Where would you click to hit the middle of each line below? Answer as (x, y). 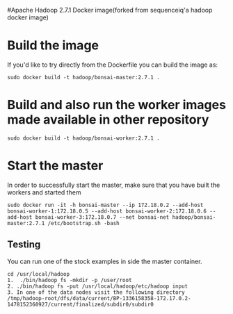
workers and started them (44, 192)
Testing (24, 245)
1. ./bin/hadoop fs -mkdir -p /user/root (70, 280)
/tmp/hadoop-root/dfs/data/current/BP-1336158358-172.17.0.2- (99, 298)
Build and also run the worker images (116, 105)
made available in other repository (108, 120)
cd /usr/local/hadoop (39, 274)
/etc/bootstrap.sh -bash (83, 223)
